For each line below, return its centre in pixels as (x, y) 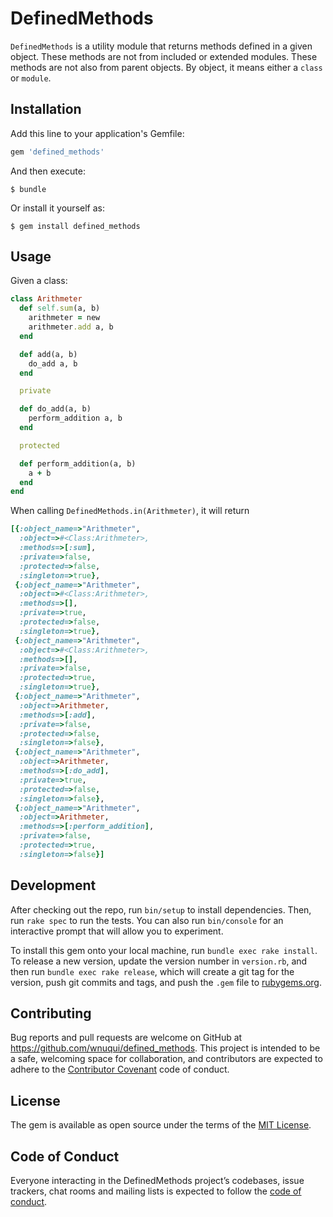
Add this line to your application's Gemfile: (97, 133)
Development (53, 885)
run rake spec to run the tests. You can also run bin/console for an (147, 920)
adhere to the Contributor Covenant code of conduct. (120, 1069)
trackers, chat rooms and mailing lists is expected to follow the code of (156, 1191)
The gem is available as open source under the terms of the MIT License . (161, 1125)
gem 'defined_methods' (57, 152)
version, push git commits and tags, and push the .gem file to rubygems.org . (166, 982)
